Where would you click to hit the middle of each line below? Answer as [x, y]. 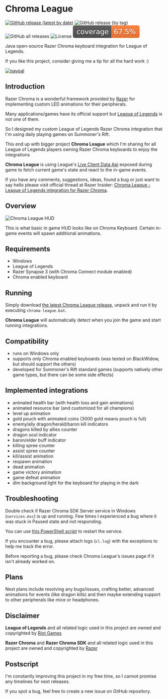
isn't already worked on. [30, 561]
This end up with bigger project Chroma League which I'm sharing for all [81, 144]
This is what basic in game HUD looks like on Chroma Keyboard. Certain [80, 228]
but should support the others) [44, 364]
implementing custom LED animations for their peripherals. [66, 104]
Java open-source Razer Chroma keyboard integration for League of [76, 46]
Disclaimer [22, 616]
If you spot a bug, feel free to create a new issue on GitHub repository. [78, 691]
